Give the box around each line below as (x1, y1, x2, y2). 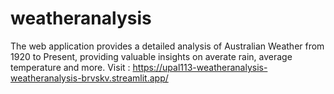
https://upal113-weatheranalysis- (132, 61, 268, 73)
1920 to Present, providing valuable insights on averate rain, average (10, 50, 293, 62)
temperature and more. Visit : (10, 61, 131, 73)
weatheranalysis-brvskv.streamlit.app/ (10, 72, 169, 84)
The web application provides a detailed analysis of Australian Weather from (10, 40, 325, 52)
